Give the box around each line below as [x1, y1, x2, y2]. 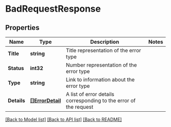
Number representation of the [66, 61, 137, 69]
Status [8, 65, 24, 72]
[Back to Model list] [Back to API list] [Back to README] [5, 116, 122, 122]
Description [90, 39, 120, 45]
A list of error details [66, 91, 115, 98]
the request [66, 104, 94, 110]
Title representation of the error [66, 47, 141, 54]
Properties [5, 23, 40, 32]
